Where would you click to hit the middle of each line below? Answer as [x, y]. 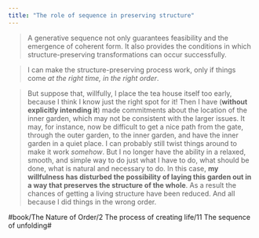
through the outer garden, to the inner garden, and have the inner [133, 135]
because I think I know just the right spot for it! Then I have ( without [137, 101]
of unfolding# [30, 225]
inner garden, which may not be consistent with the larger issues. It [136, 118]
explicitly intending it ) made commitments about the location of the [137, 110]
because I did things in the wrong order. [92, 202]
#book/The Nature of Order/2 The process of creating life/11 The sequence [129, 217]
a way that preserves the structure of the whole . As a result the [132, 185]
